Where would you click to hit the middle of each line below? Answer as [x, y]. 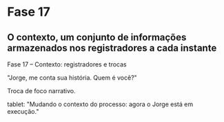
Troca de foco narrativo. [41, 91]
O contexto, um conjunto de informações [97, 37]
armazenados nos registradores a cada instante [112, 48]
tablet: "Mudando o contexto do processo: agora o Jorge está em [100, 104]
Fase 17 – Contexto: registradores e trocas [67, 64]
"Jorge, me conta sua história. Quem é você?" [72, 77]
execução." [23, 111]
